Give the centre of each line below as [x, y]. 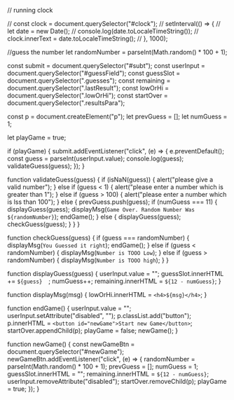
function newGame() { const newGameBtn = [71, 344]
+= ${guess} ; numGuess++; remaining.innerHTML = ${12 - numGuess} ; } [115, 281]
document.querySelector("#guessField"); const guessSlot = [94, 73]
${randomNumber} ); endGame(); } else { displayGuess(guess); [94, 217]
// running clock [30, 10]
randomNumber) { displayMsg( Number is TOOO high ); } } [88, 260]
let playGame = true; [37, 137]
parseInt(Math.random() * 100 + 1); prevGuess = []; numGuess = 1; [103, 366]
